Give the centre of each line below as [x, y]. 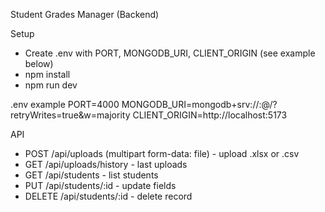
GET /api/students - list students [91, 175]
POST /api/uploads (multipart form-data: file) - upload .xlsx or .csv [162, 153]
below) [39, 63]
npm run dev [51, 85]
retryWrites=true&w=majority [70, 115]
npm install [47, 74]
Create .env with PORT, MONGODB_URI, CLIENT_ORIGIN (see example [170, 53]
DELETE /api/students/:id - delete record [108, 196]
